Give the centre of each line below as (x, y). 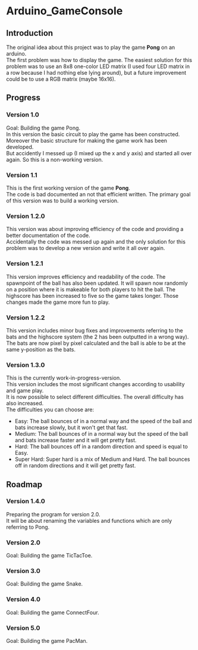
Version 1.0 (23, 115)
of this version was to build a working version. (62, 201)
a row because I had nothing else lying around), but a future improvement (96, 73)
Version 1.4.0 (26, 501)
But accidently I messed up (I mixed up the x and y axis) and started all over (99, 153)
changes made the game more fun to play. (58, 302)
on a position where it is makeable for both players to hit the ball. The (91, 289)
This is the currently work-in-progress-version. (64, 378)
